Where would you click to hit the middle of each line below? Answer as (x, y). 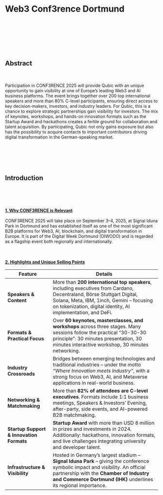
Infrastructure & (26, 467)
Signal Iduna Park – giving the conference (101, 461)
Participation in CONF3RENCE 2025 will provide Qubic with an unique (75, 85)
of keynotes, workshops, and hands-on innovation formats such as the (76, 116)
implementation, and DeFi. (82, 313)
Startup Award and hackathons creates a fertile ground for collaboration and (81, 121)
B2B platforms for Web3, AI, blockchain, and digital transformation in (73, 231)
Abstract (19, 63)
